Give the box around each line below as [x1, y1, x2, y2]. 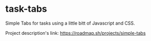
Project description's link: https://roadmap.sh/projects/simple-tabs [5, 30, 146, 36]
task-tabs [5, 3, 48, 15]
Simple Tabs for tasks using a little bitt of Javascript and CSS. [5, 20, 135, 26]
